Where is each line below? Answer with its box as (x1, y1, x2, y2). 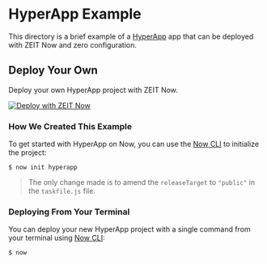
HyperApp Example (8, 5, 142, 23)
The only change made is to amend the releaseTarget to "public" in (28, 178, 256, 187)
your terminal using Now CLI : (8, 233, 105, 243)
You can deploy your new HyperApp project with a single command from (8, 224, 251, 234)
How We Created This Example (8, 120, 133, 132)
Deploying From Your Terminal (8, 206, 130, 217)
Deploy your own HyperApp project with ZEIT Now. (8, 85, 178, 94)
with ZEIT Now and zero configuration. (8, 40, 138, 49)
